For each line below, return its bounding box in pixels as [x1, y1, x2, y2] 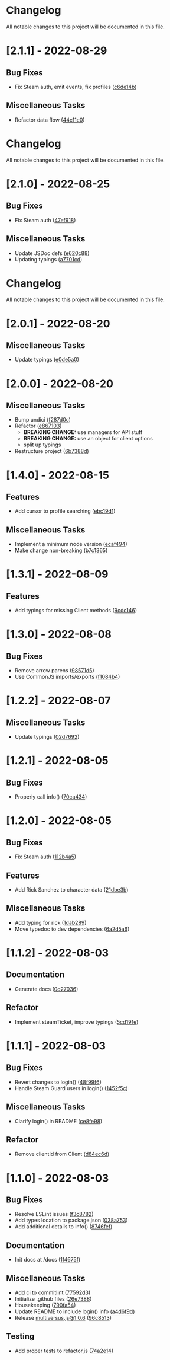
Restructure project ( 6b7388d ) [14, 448, 90, 455]
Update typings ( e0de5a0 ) [14, 356, 80, 363]
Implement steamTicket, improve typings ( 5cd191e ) [14, 1018, 139, 1026]
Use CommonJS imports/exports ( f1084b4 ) [14, 673, 120, 681]
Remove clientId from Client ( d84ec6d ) [14, 1151, 110, 1158]
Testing [6, 1332, 35, 1342]
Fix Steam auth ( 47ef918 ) [14, 216, 76, 224]
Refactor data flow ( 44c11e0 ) [14, 116, 85, 123]
